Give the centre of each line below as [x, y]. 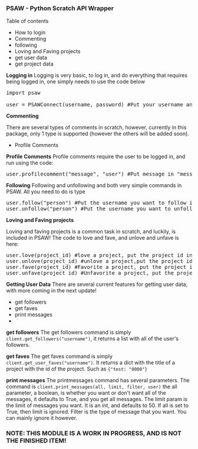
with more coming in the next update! [52, 291]
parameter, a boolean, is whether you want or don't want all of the [86, 393]
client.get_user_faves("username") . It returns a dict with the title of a [91, 363]
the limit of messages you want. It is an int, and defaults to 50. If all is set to [97, 405]
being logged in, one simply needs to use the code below [76, 82]
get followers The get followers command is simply [69, 333]
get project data [34, 64]
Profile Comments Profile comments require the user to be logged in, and [96, 157]
